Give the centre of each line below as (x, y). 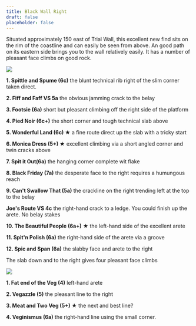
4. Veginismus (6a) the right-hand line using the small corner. (81, 317)
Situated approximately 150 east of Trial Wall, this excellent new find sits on (97, 39)
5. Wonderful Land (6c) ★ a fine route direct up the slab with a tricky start (97, 133)
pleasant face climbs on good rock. (49, 58)
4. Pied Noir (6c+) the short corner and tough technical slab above (87, 121)
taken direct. (21, 87)
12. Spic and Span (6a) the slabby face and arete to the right (79, 249)
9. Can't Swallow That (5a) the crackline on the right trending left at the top (98, 191)
